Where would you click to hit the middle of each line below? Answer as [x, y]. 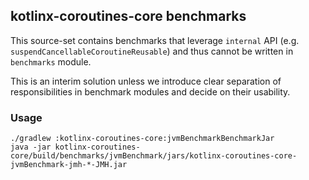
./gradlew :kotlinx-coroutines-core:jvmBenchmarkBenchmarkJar [142, 139]
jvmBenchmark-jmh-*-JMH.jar [69, 165]
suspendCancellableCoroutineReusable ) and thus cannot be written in [152, 51]
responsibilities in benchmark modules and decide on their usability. [150, 91]
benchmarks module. [51, 61]
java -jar [31, 147]
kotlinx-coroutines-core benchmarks [128, 16]
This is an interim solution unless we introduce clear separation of [146, 81]
